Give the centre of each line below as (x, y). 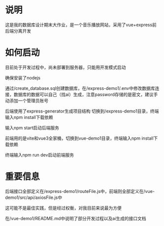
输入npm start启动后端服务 (32, 128)
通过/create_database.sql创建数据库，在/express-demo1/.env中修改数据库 (80, 88)
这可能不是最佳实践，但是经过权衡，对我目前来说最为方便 (63, 208)
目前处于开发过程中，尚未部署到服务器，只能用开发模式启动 (66, 67)
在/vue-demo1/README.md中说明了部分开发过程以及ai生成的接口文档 (76, 218)
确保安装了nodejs (23, 77)
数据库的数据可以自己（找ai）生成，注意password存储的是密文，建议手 (86, 94)
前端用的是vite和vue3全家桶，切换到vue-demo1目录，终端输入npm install (79, 138)
